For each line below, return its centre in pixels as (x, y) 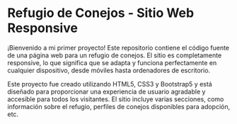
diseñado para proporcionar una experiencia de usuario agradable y (106, 91)
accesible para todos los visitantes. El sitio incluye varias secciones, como (116, 99)
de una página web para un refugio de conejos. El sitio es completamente (115, 55)
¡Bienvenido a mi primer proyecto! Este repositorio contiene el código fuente (118, 47)
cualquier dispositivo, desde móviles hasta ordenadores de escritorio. (109, 70)
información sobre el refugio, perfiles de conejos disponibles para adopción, (119, 106)
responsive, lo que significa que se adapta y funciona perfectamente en (112, 62)
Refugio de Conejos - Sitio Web (101, 13)
